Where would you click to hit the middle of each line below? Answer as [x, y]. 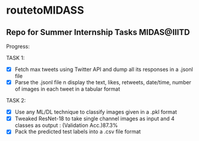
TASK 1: [15, 58]
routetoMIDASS [45, 10]
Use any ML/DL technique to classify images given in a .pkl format [96, 112]
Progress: [18, 46]
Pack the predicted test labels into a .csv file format [78, 132]
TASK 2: [16, 101]
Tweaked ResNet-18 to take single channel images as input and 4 [95, 118]
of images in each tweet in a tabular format [67, 89]
